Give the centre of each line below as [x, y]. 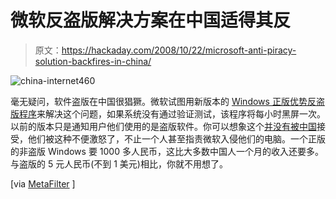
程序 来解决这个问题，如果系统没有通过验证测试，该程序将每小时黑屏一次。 [172, 113]
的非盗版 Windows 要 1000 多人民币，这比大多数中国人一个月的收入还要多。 [167, 151]
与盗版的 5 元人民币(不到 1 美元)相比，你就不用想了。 [119, 163]
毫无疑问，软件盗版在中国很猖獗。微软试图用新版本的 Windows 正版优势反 [163, 101]
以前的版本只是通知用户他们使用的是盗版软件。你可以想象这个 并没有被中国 [163, 126]
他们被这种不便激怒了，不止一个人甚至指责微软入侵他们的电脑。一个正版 [176, 138]
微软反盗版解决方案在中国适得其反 [151, 20]
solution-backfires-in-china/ [93, 61]
